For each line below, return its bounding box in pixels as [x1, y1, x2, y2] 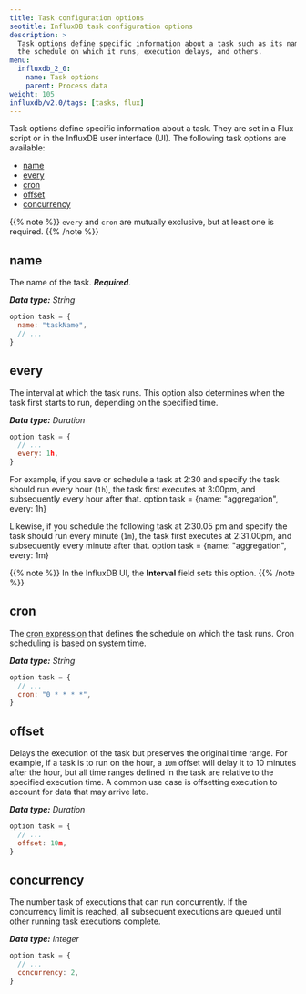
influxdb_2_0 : [17, 65, 71, 74]
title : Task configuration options [9, 13, 145, 23]
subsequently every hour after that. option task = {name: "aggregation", [9, 493, 279, 504]
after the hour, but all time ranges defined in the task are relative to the [9, 767, 274, 778]
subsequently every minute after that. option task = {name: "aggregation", [9, 540, 287, 551]
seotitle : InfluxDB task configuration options [9, 22, 194, 31]
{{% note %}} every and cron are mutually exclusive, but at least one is [9, 216, 275, 228]
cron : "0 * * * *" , [17, 689, 92, 699]
